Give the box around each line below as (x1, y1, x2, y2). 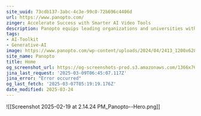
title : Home (6, 59, 36, 65)
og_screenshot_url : (6, 64, 55, 71)
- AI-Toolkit (6, 36, 39, 42)
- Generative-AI (6, 42, 47, 48)
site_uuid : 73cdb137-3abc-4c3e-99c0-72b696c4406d (6, 8, 133, 15)
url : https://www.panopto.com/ (6, 14, 84, 20)
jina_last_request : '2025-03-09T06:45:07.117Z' (6, 70, 127, 76)
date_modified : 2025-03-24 (6, 87, 74, 93)
